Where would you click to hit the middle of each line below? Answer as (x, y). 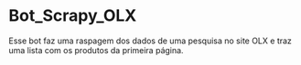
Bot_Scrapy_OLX (73, 16)
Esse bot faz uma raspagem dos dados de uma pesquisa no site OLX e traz (150, 41)
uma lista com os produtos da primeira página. (96, 50)
